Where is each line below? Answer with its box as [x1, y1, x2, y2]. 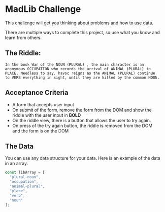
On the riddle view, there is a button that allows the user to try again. [12, 117, 151, 123]
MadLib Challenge [5, 3, 81, 15]
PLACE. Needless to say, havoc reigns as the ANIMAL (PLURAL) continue [5, 71, 155, 76]
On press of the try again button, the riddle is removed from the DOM [12, 123, 153, 128]
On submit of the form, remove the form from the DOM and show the [12, 107, 152, 113]
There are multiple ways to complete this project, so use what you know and [5, 29, 160, 35]
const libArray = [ [5, 170, 45, 175]
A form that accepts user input [12, 101, 74, 107]
